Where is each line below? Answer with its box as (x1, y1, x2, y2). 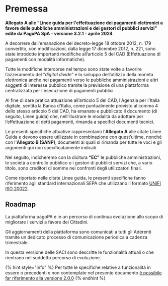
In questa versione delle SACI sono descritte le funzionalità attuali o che (5, 249, 154, 255)
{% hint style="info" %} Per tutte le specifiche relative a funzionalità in (5, 264, 151, 270)
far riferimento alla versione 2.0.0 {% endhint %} (5, 275, 106, 281)
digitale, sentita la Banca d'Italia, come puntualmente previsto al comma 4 (5, 102, 158, 108)
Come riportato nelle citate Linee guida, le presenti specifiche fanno (5, 175, 146, 181)
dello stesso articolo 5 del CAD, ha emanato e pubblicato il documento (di (5, 108, 157, 114)
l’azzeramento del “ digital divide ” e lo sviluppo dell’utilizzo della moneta (5, 71, 153, 77)
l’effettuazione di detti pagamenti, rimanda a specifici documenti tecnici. (5, 119, 155, 125)
